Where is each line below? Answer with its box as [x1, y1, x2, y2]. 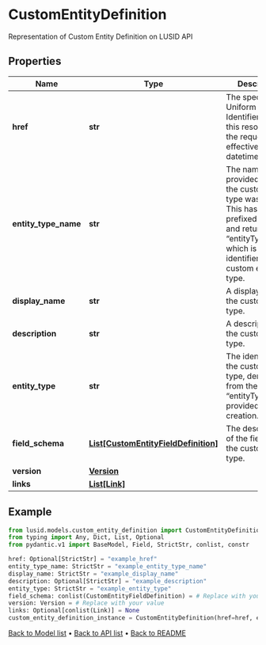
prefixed [226, 213, 257, 224]
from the [226, 380, 258, 391]
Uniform [226, 101, 256, 112]
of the [226, 433, 248, 444]
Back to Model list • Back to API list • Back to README [8, 628, 186, 638]
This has [226, 203, 258, 214]
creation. [226, 410, 259, 421]
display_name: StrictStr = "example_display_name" [8, 570, 179, 578]
